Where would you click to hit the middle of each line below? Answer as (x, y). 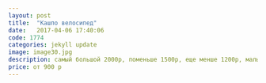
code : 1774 (26, 38)
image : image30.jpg (40, 52)
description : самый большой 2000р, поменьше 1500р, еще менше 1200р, (125, 60)
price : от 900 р (35, 67)
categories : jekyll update (53, 45)
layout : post (30, 15)
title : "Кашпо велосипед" (53, 23)
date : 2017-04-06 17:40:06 (56, 30)
